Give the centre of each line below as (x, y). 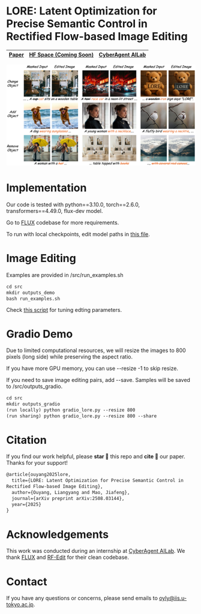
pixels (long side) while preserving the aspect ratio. (70, 357)
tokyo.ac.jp (20, 604)
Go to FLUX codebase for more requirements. (63, 222)
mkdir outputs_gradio (33, 404)
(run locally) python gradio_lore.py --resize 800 (71, 410)
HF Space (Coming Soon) (61, 55)
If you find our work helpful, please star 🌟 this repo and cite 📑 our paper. (96, 456)
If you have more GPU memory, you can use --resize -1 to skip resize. (92, 368)
